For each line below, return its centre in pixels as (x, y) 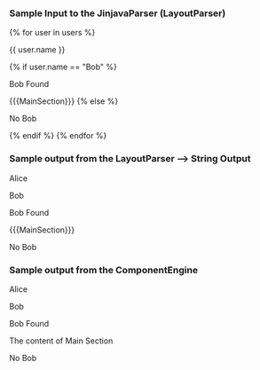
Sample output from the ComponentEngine (103, 270)
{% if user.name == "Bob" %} (63, 67)
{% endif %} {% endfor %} (58, 136)
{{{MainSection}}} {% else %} (64, 101)
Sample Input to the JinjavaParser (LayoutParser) (118, 13)
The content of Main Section (61, 341)
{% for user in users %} (52, 33)
